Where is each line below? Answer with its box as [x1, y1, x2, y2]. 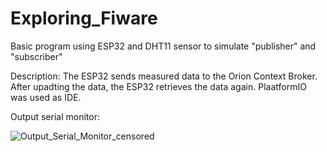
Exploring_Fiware [10, 7, 158, 30]
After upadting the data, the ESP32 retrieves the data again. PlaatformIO [10, 80, 307, 92]
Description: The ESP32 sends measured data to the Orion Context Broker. [10, 70, 318, 82]
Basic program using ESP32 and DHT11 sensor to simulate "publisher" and [10, 40, 317, 52]
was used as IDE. [10, 91, 82, 103]
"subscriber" [10, 50, 63, 62]
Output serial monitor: [10, 110, 100, 122]
